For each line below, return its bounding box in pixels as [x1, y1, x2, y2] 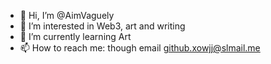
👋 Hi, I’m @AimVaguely [19, 10, 115, 21]
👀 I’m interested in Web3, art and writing [19, 20, 186, 32]
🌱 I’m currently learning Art [19, 31, 132, 42]
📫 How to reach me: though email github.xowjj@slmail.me [19, 42, 261, 54]
